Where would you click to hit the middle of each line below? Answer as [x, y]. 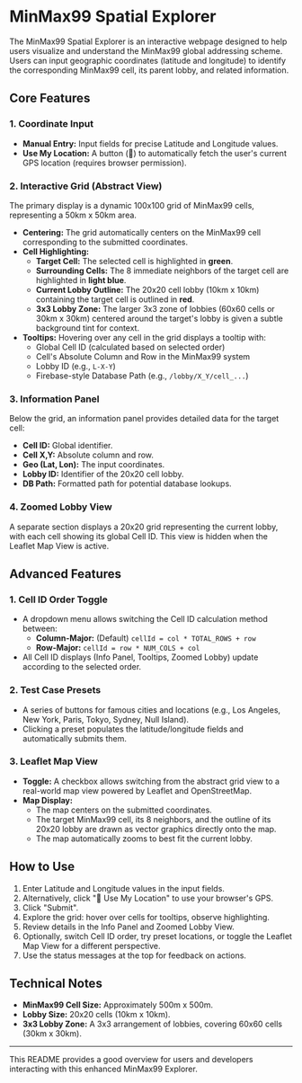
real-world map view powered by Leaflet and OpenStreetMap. [137, 790]
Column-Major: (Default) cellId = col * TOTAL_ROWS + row [146, 638]
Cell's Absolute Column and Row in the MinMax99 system [143, 356]
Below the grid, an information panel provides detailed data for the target [144, 419]
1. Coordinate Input [52, 124]
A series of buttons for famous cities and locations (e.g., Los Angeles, [151, 710]
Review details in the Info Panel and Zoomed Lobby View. [129, 927]
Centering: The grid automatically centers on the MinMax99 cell [142, 232]
